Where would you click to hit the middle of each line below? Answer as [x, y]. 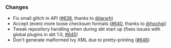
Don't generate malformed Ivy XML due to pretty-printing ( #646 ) [81, 40]
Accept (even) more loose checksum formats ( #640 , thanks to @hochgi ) [90, 23]
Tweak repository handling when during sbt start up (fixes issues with [87, 29]
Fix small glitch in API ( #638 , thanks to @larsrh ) [63, 18]
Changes [17, 7]
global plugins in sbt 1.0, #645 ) [45, 35]
